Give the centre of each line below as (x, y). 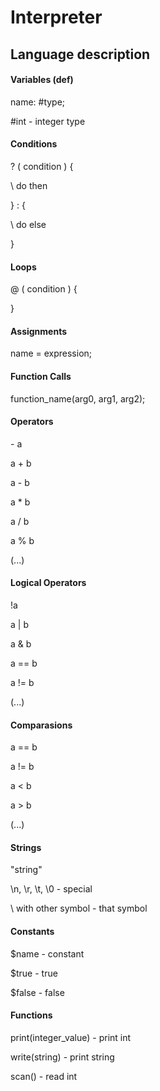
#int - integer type (48, 121)
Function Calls (41, 376)
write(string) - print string (62, 1057)
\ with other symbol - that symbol (79, 908)
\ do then (29, 185)
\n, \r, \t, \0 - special (51, 889)
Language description (80, 54)
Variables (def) (42, 80)
